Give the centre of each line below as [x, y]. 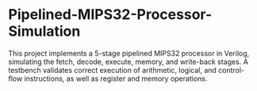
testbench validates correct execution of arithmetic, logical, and [112, 70]
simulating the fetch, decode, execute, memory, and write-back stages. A [128, 62]
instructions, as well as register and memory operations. [116, 78]
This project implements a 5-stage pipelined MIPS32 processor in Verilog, [129, 53]
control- [231, 70]
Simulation [44, 31]
